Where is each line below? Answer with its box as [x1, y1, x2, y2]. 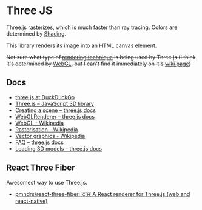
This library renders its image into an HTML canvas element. [6, 42, 157, 49]
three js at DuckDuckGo [15, 93, 75, 100]
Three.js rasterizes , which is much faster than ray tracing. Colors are [6, 24, 178, 31]
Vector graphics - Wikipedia [15, 132, 86, 139]
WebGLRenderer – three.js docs [15, 113, 95, 120]
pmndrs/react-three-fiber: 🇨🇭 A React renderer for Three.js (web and [15, 190, 190, 197]
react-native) [15, 197, 48, 205]
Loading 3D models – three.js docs [15, 145, 102, 152]
